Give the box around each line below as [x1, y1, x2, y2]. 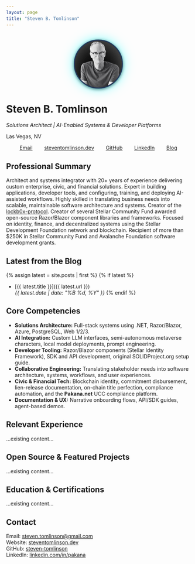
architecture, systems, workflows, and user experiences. [14, 371, 152, 378]
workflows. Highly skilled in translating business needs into [27, 196, 170, 203]
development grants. [6, 239, 56, 246]
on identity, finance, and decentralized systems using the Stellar [6, 220, 161, 228]
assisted [6, 196, 26, 203]
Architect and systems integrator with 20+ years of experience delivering [6, 177, 183, 184]
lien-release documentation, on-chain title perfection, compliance [14, 384, 173, 391]
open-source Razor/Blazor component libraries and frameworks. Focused [6, 214, 184, 221]
